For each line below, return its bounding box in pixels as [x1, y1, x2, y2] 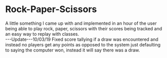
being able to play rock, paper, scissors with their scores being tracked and [5, 25, 162, 31]
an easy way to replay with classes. [5, 31, 79, 37]
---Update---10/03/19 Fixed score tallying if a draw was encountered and [5, 36, 158, 42]
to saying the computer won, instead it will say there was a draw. [5, 47, 140, 53]
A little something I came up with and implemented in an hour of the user [5, 20, 157, 26]
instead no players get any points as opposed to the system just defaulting [5, 41, 161, 47]
